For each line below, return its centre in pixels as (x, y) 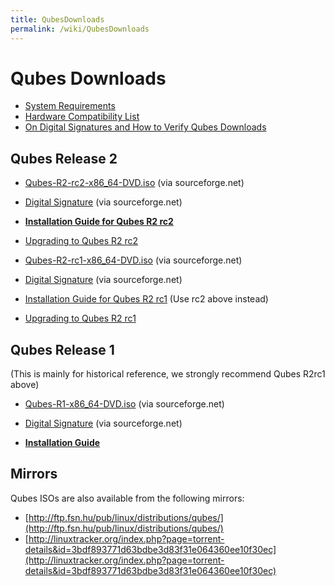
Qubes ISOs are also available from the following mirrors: (127, 498)
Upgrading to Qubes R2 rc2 (81, 241)
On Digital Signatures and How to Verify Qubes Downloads (145, 127)
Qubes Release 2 (64, 158)
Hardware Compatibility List (82, 117)
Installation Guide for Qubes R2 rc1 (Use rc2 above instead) (146, 299)
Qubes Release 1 (62, 349)
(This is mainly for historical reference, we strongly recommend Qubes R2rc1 (168, 374)
